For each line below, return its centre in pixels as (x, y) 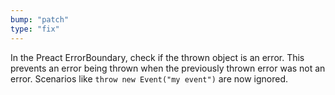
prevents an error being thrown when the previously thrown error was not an (168, 68)
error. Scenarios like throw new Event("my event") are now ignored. (149, 78)
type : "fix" (35, 29)
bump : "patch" (40, 19)
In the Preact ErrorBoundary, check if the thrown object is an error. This (157, 57)
